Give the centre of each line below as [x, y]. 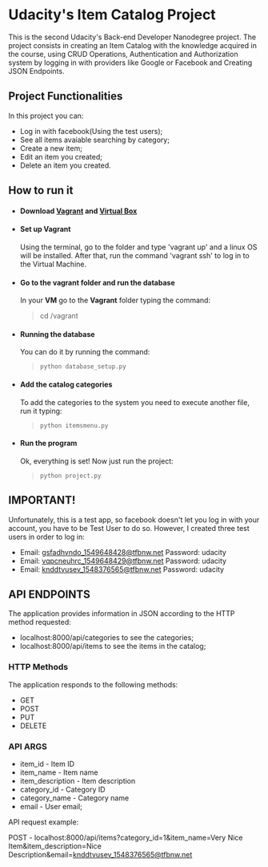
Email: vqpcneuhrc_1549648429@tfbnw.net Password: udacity [123, 561]
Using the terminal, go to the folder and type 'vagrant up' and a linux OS [138, 247]
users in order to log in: [47, 537]
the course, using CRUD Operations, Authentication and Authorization [123, 54]
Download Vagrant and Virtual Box [78, 211]
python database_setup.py [83, 367]
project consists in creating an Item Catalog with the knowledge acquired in [133, 45]
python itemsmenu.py [74, 425]
